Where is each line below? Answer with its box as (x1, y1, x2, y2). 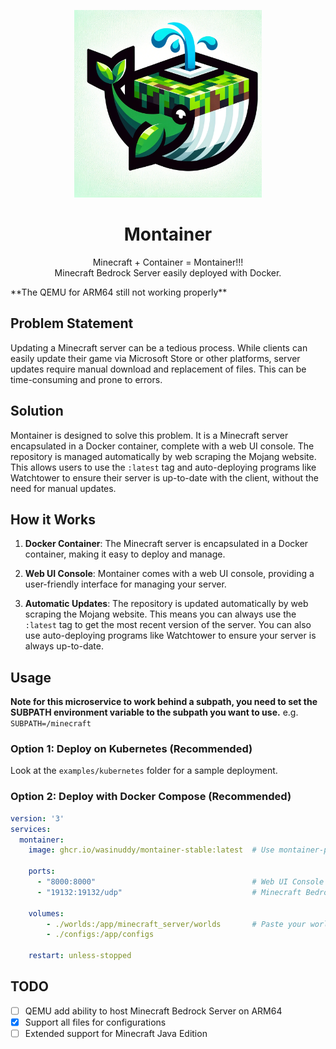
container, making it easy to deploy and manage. (24, 548, 226, 560)
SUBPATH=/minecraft (10, 719, 92, 729)
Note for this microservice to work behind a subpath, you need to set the (10, 696, 318, 708)
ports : (28, 866, 56, 877)
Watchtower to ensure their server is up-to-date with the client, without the (10, 471, 320, 484)
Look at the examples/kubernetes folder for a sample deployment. (10, 765, 278, 777)
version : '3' (10, 813, 65, 824)
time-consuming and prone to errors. (10, 373, 163, 385)
